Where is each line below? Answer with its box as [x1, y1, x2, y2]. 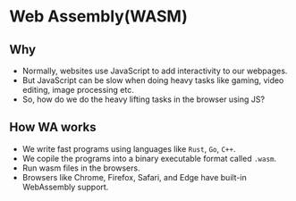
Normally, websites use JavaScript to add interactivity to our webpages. [21, 65, 288, 76]
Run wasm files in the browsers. [21, 163, 140, 173]
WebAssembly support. [21, 181, 109, 192]
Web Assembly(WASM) [9, 6, 188, 27]
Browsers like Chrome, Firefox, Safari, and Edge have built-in [21, 172, 248, 182]
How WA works [9, 120, 97, 135]
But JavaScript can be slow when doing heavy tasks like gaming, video [21, 75, 284, 86]
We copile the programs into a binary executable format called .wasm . [21, 153, 277, 163]
